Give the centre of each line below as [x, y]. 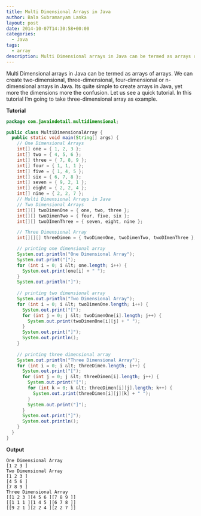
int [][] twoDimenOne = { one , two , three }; [73, 210]
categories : [21, 34]
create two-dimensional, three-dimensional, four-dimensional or [85, 80]
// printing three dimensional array [64, 354]
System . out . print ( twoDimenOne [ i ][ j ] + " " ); [84, 321]
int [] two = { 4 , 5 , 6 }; [49, 155]
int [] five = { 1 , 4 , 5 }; [51, 171]
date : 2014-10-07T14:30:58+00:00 [48, 28]
